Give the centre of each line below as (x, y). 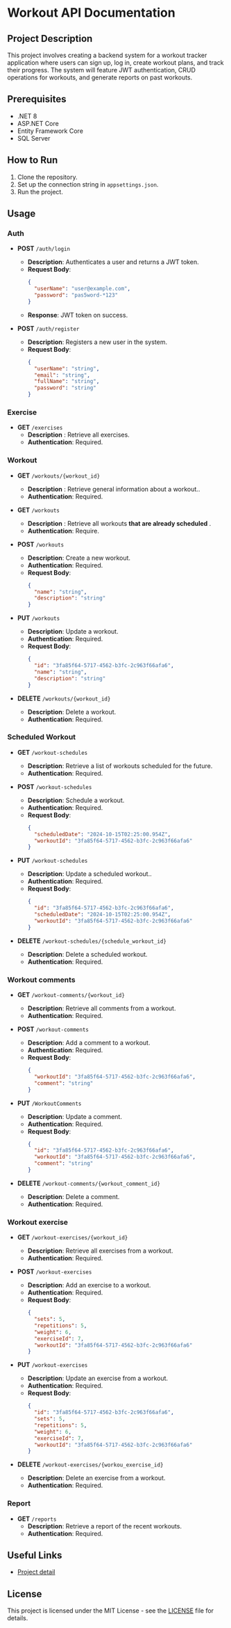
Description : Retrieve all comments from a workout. (102, 1008)
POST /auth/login (44, 249)
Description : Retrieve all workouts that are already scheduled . (119, 523)
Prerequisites (37, 99)
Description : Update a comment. (75, 1116)
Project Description (50, 39)
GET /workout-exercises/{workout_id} (72, 1237)
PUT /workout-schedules (52, 861)
